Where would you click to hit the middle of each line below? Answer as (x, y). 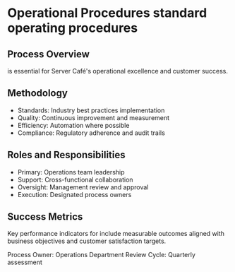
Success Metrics (45, 217)
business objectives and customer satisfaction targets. (87, 241)
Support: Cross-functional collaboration (75, 179)
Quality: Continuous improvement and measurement (94, 117)
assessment (25, 262)
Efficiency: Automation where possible (73, 125)
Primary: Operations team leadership (71, 172)
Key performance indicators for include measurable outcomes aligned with (116, 234)
